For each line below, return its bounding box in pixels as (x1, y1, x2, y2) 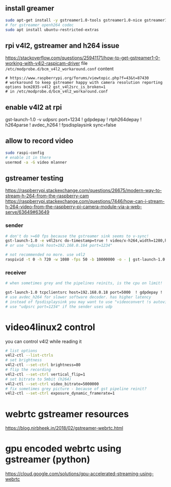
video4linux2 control (5, 321, 96, 333)
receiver (5, 269, 26, 276)
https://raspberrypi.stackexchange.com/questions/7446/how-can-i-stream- (5, 198, 165, 204)
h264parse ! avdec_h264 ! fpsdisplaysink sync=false (5, 122, 117, 128)
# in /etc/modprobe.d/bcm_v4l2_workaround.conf (5, 89, 108, 94)
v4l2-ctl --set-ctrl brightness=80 (5, 362, 81, 367)
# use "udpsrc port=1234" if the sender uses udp (5, 304, 113, 309)
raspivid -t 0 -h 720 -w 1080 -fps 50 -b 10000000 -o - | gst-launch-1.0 (5, 257, 165, 262)
